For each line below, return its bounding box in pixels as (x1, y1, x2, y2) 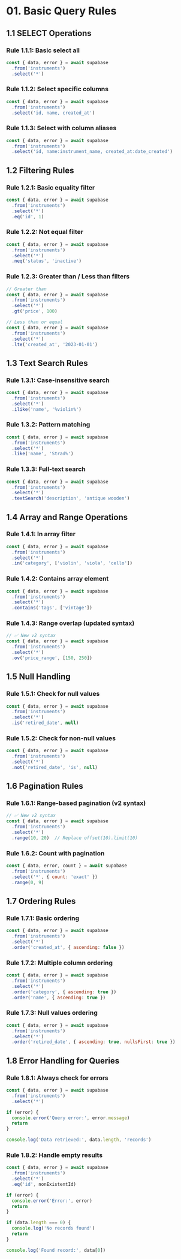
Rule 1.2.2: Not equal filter (6, 228, 84, 236)
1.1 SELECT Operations (6, 28, 92, 38)
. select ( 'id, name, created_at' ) (11, 110, 95, 116)
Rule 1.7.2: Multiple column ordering (6, 958, 113, 967)
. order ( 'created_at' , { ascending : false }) (11, 944, 125, 950)
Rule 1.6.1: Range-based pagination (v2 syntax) (6, 799, 146, 807)
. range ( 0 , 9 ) (11, 879, 44, 885)
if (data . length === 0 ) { (6, 1219, 71, 1226)
